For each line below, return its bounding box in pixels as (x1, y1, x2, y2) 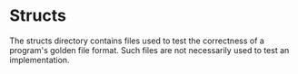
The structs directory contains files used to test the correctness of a (9, 35, 265, 46)
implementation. (9, 54, 70, 65)
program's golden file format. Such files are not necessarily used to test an (9, 44, 290, 55)
